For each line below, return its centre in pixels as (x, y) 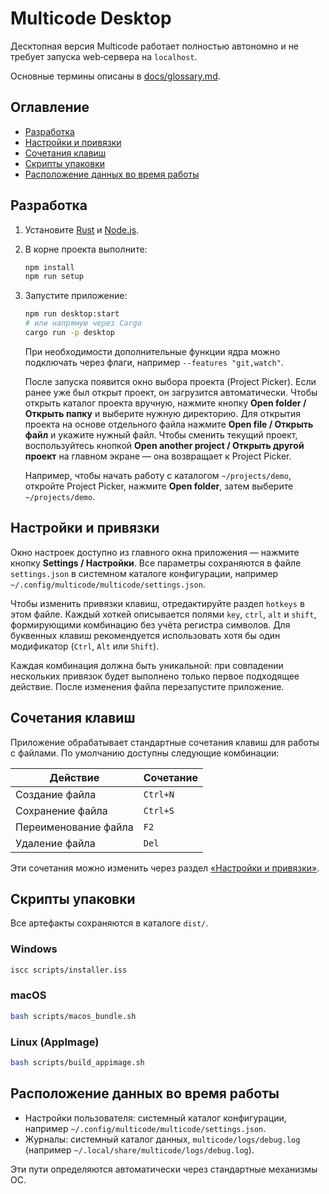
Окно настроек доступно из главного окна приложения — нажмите (155, 552)
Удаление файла (55, 843)
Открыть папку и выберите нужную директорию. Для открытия (162, 413)
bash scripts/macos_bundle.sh (73, 1016)
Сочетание (171, 777)
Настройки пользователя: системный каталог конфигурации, (155, 1118)
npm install (49, 267)
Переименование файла (74, 827)
